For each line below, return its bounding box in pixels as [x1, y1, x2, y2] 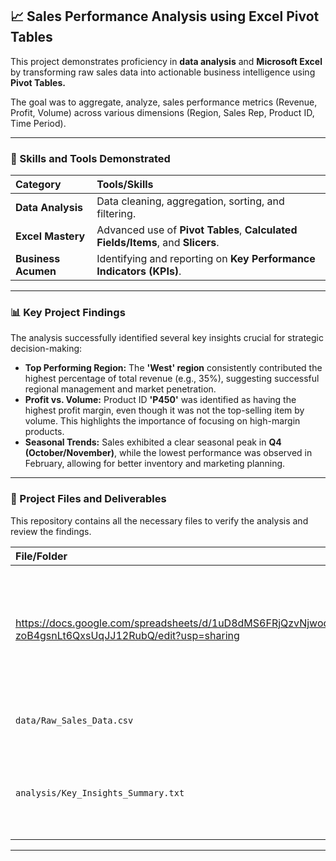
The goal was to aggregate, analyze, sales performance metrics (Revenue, [10, 96, 318, 108]
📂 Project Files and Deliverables [10, 492, 167, 506]
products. [24, 426, 65, 438]
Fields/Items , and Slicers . [96, 236, 220, 250]
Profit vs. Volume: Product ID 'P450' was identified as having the [24, 394, 297, 406]
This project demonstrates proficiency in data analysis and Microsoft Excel [10, 55, 323, 67]
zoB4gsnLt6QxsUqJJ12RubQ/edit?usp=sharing [15, 628, 240, 642]
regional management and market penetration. [24, 383, 217, 395]
